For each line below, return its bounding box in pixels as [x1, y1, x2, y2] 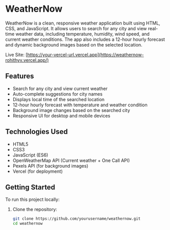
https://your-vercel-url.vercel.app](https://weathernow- [27, 52, 144, 58]
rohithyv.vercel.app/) [5, 57, 49, 63]
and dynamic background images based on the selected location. [5, 41, 143, 48]
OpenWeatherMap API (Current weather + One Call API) [12, 157, 130, 164]
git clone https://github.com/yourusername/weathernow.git [12, 216, 141, 221]
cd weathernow [12, 221, 43, 226]
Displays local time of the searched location [12, 96, 105, 102]
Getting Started [5, 182, 55, 192]
